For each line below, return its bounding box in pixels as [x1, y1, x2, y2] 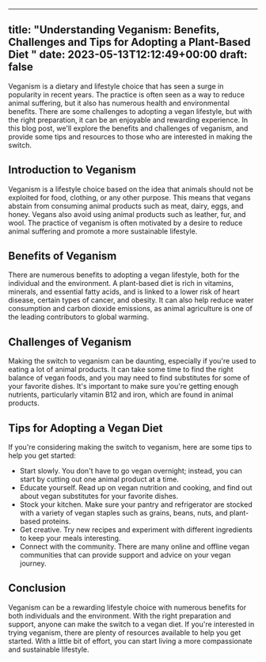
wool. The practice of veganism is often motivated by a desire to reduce [8, 218, 243, 227]
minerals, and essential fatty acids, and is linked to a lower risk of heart [8, 287, 240, 297]
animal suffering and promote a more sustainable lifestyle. [8, 226, 198, 236]
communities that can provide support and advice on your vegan [19, 550, 231, 560]
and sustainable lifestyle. [8, 645, 89, 654]
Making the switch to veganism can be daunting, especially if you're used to [8, 356, 256, 366]
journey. [19, 559, 47, 569]
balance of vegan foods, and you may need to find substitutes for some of [8, 373, 250, 382]
